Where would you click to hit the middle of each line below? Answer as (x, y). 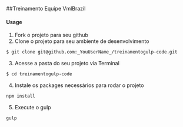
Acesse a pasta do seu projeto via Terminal (67, 63)
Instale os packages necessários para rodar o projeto (79, 85)
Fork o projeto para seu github (51, 35)
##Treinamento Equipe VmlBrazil (46, 9)
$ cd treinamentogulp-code (39, 74)
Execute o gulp (33, 107)
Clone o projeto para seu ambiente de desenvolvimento (82, 41)
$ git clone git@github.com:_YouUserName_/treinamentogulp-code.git (92, 52)
